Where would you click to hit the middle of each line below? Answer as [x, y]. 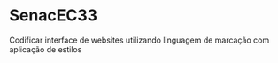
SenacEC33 [54, 16]
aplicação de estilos [46, 49]
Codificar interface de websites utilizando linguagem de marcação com [139, 40]
